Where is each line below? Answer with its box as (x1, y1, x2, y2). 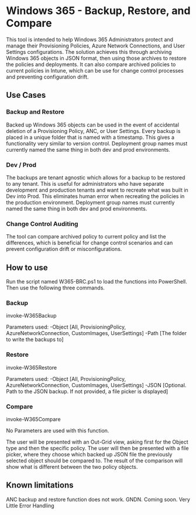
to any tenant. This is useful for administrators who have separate (6, 180, 164, 187)
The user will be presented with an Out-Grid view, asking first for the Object (6, 438, 188, 445)
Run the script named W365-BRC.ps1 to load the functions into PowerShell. (6, 278, 187, 285)
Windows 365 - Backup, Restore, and (6, 4, 191, 18)
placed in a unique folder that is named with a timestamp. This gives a (6, 134, 174, 141)
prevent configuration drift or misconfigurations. (6, 245, 122, 253)
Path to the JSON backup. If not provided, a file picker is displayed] (6, 388, 169, 395)
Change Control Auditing (6, 220, 78, 228)
